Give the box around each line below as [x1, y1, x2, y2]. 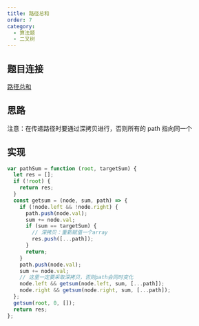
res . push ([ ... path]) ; [32, 236, 94, 243]
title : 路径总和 [7, 10, 50, 17]
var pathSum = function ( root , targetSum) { [7, 165, 137, 172]
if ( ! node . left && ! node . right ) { [19, 203, 118, 210]
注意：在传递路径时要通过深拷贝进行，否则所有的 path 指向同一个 [7, 124, 193, 132]
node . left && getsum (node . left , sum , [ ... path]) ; [19, 281, 165, 287]
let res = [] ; [13, 172, 54, 179]
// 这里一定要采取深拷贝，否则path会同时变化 [19, 274, 134, 281]
